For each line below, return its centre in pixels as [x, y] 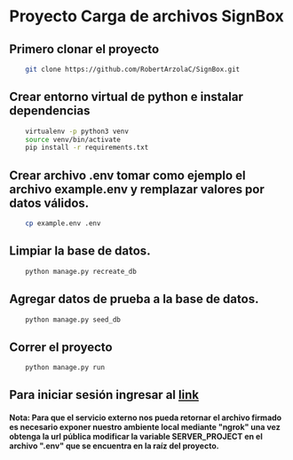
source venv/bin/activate [73, 139]
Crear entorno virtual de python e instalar [127, 97]
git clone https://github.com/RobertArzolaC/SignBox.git [133, 69]
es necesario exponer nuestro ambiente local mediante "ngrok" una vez [145, 427]
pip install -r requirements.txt [87, 148]
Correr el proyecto [61, 347]
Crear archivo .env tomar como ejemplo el [127, 175]
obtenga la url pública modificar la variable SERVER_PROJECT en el [136, 437]
